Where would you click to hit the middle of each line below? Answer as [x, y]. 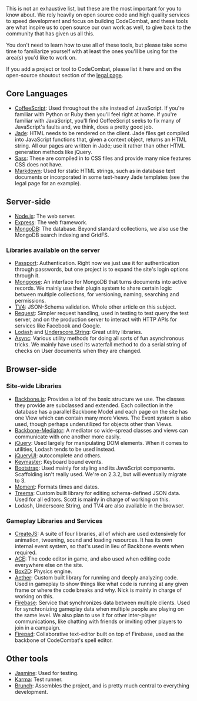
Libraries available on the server [53, 250]
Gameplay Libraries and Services [54, 520]
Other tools [27, 659]
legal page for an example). [48, 183]
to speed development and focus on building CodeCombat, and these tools [97, 21]
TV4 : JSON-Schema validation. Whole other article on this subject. [95, 307]
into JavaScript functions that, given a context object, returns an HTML [101, 139]
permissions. [30, 300]
